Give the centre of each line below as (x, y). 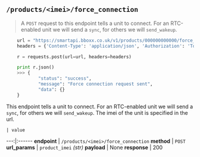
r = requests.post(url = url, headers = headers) (74, 56)
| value (16, 130)
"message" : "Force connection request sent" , (95, 84)
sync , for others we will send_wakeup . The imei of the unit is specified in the (97, 112)
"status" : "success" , (65, 78)
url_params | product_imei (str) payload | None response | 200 (85, 147)
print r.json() (36, 67)
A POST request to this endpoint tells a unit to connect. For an (95, 23)
